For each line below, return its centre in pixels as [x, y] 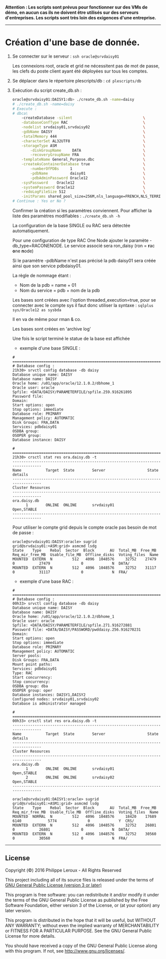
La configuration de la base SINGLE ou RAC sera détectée [71, 226]
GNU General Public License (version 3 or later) [54, 885]
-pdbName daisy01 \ [88, 173]
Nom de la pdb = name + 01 [48, 285]
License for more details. [30, 936]
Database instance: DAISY [39, 440]
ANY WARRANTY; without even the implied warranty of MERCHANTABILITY [82, 925]
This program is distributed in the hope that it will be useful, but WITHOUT [81, 920]
